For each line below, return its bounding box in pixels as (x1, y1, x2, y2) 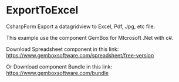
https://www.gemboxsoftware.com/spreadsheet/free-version (6, 52, 154, 59)
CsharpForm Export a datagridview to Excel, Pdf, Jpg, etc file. (6, 23, 156, 30)
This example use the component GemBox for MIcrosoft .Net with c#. (6, 34, 174, 41)
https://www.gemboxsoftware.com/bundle (6, 69, 109, 76)
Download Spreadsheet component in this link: (6, 45, 119, 53)
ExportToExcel (6, 4, 79, 17)
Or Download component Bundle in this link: (6, 63, 113, 70)
